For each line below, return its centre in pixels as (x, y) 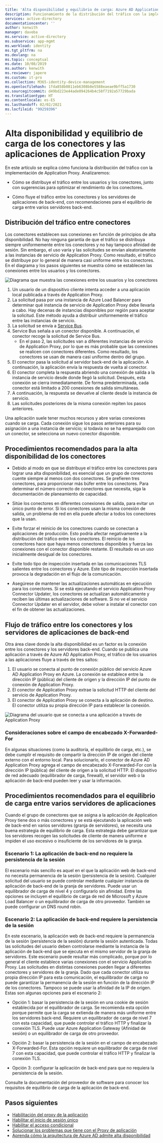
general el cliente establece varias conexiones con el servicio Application (78, 962)
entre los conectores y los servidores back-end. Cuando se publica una (76, 649)
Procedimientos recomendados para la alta (71, 449)
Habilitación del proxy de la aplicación (50, 1115)
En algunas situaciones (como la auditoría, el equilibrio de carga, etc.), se (78, 749)
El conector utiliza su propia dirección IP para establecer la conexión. (81, 705)
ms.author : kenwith (25, 69)
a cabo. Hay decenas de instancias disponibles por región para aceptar (83, 310)
